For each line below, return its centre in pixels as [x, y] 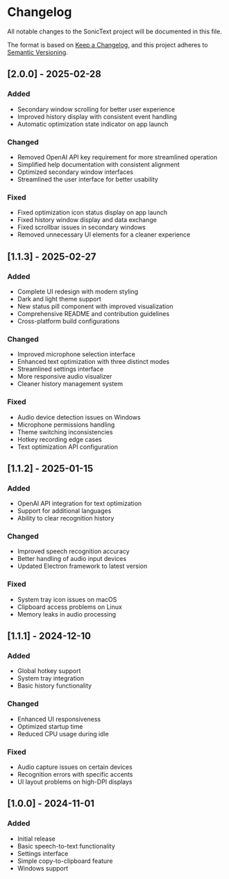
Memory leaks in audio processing [67, 614]
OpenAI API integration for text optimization [79, 504]
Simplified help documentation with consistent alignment [99, 164]
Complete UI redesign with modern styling [78, 291]
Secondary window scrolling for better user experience [96, 109]
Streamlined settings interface [60, 369]
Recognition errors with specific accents [75, 775]
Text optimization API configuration [67, 447]
